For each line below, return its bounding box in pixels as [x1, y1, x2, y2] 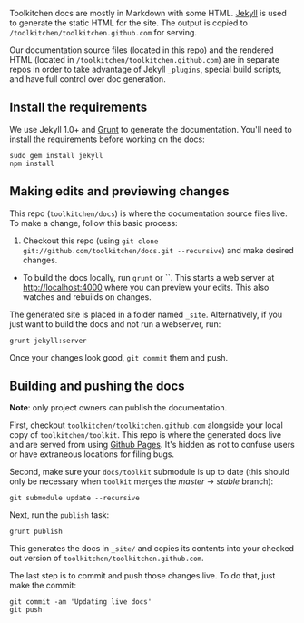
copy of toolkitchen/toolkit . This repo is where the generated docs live [9, 430, 282, 440]
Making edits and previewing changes [9, 183, 230, 199]
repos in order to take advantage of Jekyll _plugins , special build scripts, [9, 64, 282, 74]
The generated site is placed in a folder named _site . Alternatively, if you [9, 309, 283, 320]
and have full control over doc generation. [9, 74, 166, 84]
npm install [9, 159, 54, 168]
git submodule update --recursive [9, 494, 141, 503]
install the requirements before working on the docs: [9, 133, 206, 144]
